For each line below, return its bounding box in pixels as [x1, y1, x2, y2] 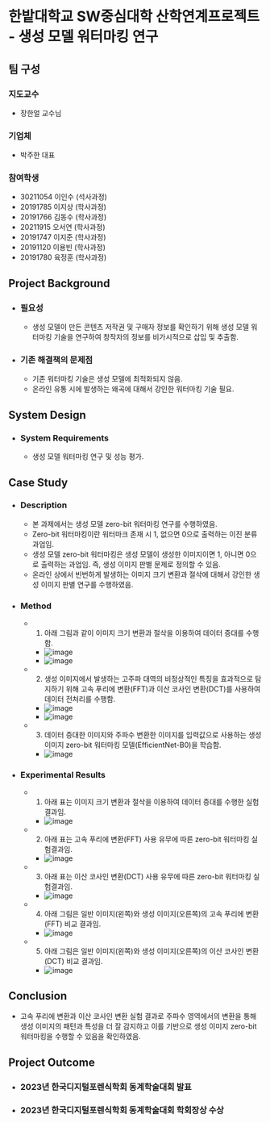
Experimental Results [19, 770, 106, 781]
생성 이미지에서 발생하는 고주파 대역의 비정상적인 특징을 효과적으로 [44, 674, 254, 684]
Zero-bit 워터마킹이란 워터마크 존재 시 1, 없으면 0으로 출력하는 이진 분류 [31, 529, 258, 539]
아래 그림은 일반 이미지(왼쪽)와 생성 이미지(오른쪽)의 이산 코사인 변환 [44, 946, 260, 956]
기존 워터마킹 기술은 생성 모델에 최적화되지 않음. [31, 374, 183, 384]
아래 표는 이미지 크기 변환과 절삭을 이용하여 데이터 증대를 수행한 [44, 797, 244, 807]
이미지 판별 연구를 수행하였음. [40, 579, 134, 589]
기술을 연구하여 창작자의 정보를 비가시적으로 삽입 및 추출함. [53, 332, 239, 342]
